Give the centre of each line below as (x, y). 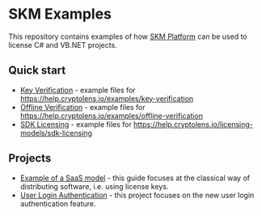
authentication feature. (58, 204)
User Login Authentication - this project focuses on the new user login (137, 195)
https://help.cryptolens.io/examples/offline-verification (112, 116)
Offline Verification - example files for (82, 107)
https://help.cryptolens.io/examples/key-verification (107, 99)
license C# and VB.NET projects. (63, 44)
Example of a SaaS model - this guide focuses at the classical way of (135, 178)
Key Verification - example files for (78, 90)
